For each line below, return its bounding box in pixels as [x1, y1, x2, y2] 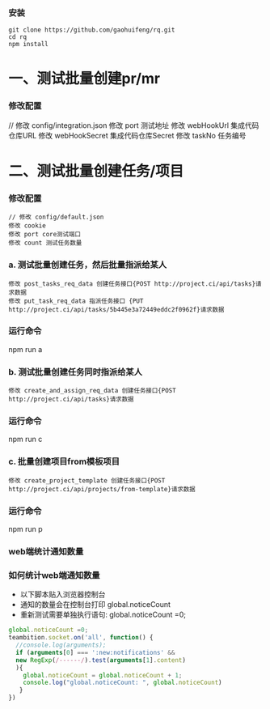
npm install [8, 40, 49, 49]
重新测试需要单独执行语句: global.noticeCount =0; [19, 609, 186, 620]
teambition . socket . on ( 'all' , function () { [8, 634, 154, 642]
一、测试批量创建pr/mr [8, 70, 161, 88]
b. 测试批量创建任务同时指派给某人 [8, 366, 143, 377]
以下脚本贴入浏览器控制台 [19, 589, 106, 600]
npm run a [8, 344, 43, 354]
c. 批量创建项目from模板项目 [8, 456, 120, 467]
